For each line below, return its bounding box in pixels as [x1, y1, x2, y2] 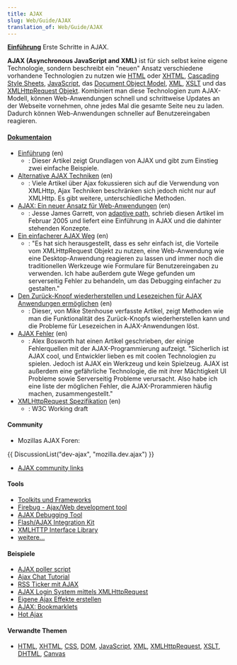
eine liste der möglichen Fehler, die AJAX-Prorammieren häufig [28, 381, 212, 390]
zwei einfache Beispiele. [28, 163, 99, 172]
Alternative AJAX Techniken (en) [17, 171, 113, 180]
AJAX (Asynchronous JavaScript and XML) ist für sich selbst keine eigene [7, 57, 228, 65]
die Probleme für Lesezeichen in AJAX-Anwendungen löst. [28, 321, 200, 330]
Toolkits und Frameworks [17, 495, 92, 504]
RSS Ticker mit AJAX [17, 580, 79, 589]
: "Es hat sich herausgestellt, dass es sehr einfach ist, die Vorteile [28, 238, 219, 248]
